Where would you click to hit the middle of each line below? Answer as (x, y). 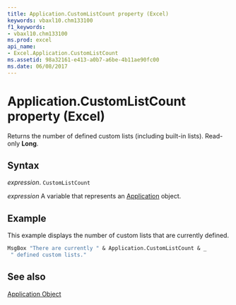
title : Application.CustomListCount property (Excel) (88, 14)
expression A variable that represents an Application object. (94, 196)
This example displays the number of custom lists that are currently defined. (118, 235)
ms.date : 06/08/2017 (38, 66)
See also (26, 277)
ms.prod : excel (30, 40)
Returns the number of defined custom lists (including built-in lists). (105, 136)
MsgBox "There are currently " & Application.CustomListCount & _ (107, 249)
